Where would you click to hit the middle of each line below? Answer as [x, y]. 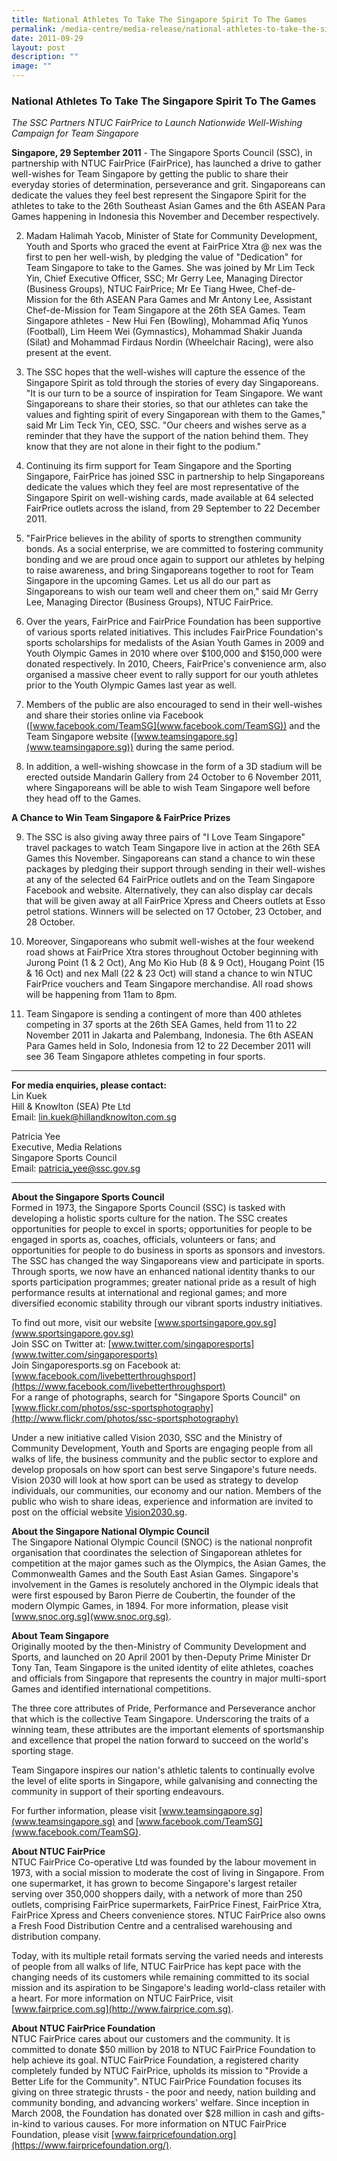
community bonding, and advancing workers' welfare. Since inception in [160, 2103]
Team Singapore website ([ [81, 737]
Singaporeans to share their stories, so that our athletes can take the [167, 404]
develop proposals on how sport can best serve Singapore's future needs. [164, 1470]
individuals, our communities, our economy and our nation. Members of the [166, 1491]
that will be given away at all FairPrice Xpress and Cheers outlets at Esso [175, 901]
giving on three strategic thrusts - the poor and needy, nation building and [163, 2092]
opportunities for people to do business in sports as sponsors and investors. [168, 1250]
